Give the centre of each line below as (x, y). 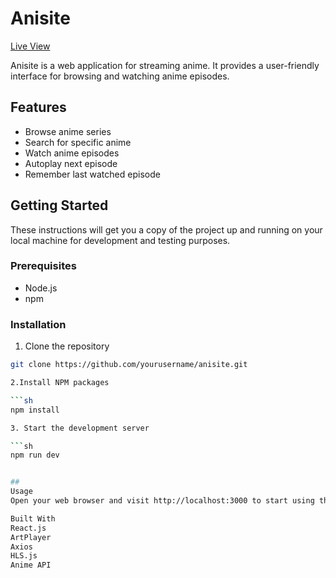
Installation (38, 324)
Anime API (31, 565)
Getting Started (59, 205)
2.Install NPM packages (60, 383)
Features (38, 107)
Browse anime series (68, 131)
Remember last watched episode (92, 174)
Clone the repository (67, 346)
